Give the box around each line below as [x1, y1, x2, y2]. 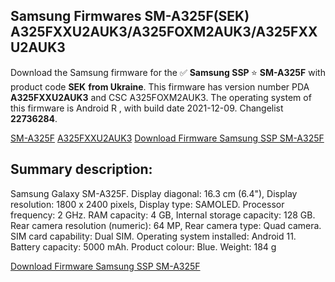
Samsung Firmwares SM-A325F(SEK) [10, 8, 250, 25]
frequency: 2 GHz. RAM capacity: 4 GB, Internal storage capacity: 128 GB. [10, 209, 316, 221]
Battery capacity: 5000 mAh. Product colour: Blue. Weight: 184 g [10, 240, 277, 253]
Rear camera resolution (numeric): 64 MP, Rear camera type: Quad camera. [10, 219, 322, 231]
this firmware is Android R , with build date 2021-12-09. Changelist [10, 102, 284, 114]
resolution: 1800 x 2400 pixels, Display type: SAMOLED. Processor [10, 198, 285, 210]
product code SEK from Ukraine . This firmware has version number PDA [10, 80, 310, 93]
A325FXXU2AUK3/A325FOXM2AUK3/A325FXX [10, 24, 318, 41]
